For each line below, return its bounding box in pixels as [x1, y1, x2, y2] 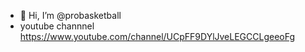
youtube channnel [19, 20, 95, 32]
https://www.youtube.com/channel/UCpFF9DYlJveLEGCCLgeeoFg [19, 31, 296, 42]
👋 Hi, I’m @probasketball [19, 10, 122, 21]
